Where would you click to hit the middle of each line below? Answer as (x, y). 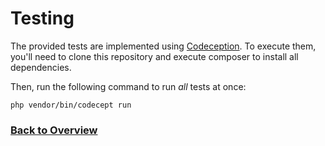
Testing (42, 18)
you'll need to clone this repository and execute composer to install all (154, 56)
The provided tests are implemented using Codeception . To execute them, (163, 46)
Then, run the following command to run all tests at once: (128, 86)
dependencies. (41, 67)
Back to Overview (54, 130)
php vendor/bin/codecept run (71, 105)
